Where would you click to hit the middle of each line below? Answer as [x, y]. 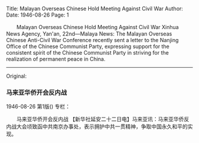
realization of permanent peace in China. [56, 59]
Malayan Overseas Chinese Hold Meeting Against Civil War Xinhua [97, 27]
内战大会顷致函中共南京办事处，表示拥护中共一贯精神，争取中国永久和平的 [97, 126]
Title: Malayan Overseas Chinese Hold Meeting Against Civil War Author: [95, 9]
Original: [17, 76]
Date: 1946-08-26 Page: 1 [38, 15]
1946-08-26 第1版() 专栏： [38, 107]
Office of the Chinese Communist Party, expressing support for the [88, 46]
